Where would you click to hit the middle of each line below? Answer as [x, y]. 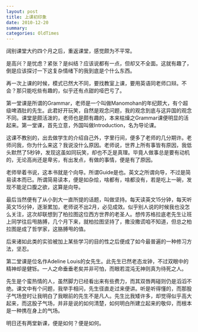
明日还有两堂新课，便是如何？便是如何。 [55, 323]
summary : [17, 28]
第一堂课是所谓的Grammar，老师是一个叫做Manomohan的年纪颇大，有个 [95, 103]
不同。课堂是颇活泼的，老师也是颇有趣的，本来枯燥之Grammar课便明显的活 [98, 118]
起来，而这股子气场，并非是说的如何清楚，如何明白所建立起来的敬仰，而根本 [99, 303]
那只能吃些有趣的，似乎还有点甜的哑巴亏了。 [70, 91]
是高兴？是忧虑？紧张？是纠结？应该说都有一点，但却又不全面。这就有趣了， [99, 64]
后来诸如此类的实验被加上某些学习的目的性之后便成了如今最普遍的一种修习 [96, 241]
